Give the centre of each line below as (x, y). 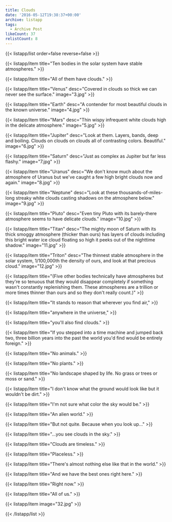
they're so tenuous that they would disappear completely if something (79, 282)
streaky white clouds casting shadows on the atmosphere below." (85, 198)
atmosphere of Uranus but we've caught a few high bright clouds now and (84, 177)
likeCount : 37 (21, 34)
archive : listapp (24, 20)
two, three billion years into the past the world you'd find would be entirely (84, 338)
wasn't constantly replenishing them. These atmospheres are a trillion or (82, 287)
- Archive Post (26, 29)
